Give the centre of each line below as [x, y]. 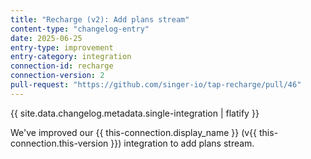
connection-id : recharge [62, 66]
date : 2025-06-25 [46, 38]
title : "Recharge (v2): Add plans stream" [100, 19]
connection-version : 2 [57, 76]
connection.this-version [59, 143]
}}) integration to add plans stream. [182, 143]
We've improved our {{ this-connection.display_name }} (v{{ [134, 132]
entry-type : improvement [62, 47]
